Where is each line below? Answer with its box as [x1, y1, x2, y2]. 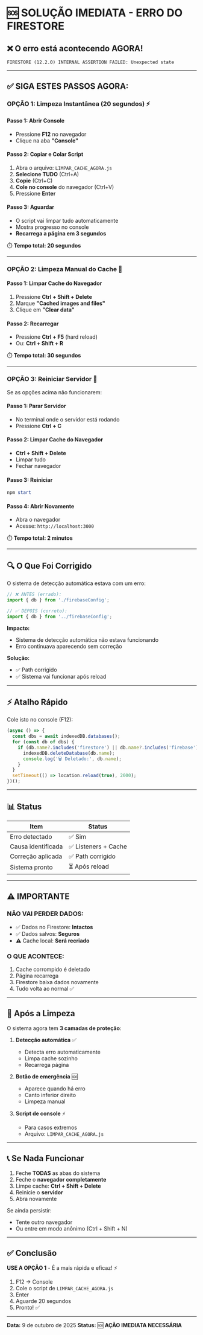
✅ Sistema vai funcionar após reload [15, 673, 107, 680]
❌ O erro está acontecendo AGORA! [7, 43, 143, 54]
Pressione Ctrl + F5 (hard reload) [15, 333, 98, 341]
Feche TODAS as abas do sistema [15, 1169, 101, 1177]
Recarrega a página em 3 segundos [15, 229, 107, 237]
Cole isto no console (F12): [7, 716, 73, 723]
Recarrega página [24, 1061, 69, 1068]
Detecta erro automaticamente [24, 1048, 101, 1055]
